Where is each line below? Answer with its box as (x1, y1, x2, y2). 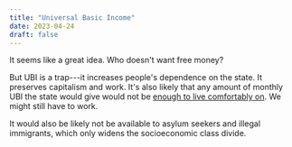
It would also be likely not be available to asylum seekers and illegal (9, 118, 260, 129)
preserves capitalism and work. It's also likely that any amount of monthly (9, 82, 283, 93)
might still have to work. (9, 101, 99, 112)
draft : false (9, 30, 59, 39)
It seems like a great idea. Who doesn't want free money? (9, 55, 224, 66)
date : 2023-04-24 (9, 22, 75, 31)
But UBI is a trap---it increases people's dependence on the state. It (9, 72, 262, 83)
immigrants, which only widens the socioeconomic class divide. (9, 128, 247, 139)
